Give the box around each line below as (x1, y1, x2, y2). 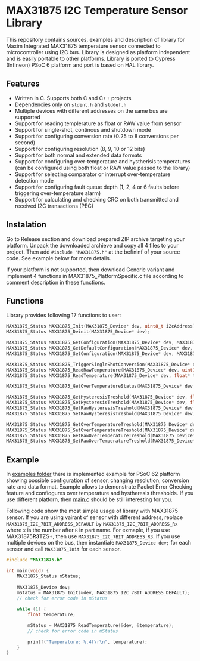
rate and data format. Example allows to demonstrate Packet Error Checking (6, 483, 193, 490)
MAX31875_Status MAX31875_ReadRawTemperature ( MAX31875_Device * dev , (6, 367, 180, 373)
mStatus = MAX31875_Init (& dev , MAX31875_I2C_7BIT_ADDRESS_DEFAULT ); (17, 590, 190, 596)
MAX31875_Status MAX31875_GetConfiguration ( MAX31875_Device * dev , (6, 339, 174, 346)
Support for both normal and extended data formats (14, 152, 142, 159)
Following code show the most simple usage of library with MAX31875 (6, 508, 179, 515)
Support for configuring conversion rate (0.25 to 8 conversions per (14, 132, 179, 140)
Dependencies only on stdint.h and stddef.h (14, 101, 127, 108)
